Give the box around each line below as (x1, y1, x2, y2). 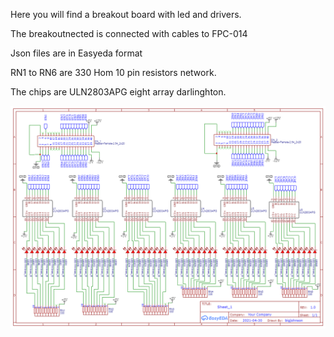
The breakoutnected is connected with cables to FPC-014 (10, 28, 248, 39)
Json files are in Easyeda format (10, 47, 143, 59)
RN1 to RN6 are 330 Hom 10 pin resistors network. (10, 67, 217, 78)
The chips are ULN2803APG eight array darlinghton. (10, 86, 227, 98)
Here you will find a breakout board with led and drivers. (10, 9, 242, 20)
